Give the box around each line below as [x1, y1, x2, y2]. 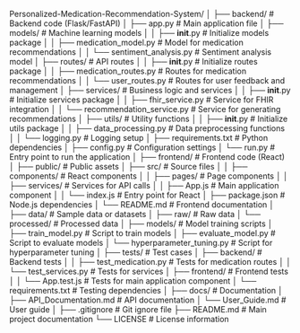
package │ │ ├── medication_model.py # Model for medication [9, 37, 244, 48]
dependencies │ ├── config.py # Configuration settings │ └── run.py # [9, 142, 276, 153]
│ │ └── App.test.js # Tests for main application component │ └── [9, 276, 257, 286]
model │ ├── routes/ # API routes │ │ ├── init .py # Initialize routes [9, 57, 258, 66]
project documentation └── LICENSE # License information [9, 314, 230, 324]
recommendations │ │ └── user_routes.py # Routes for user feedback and [9, 75, 286, 85]
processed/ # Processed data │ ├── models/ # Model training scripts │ [9, 218, 273, 229]
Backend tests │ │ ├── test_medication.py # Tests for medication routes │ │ [9, 257, 292, 267]
